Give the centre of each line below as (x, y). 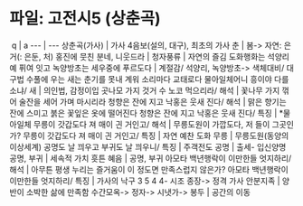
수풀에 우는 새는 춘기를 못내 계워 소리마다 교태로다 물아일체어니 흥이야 (149, 79)
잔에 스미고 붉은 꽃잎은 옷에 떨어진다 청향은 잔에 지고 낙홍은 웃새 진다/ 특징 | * (146, 113)
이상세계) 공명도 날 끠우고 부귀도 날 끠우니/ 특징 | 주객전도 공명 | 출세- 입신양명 (148, 146)
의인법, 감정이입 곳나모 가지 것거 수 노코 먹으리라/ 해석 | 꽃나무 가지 (162, 90)
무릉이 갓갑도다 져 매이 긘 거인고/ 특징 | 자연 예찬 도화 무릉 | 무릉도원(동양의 (156, 136)
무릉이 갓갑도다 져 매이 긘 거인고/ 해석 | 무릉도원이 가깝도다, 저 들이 (151, 124)
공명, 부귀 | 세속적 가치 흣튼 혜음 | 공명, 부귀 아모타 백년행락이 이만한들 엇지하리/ (151, 158)
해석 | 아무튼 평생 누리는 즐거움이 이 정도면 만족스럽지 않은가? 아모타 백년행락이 (149, 169)
